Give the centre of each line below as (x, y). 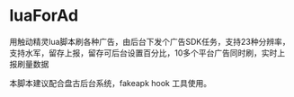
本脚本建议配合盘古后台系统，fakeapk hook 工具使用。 (111, 83)
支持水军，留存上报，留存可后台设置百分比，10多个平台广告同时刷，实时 (143, 53)
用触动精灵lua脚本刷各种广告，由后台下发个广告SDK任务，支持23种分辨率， (150, 41)
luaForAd (44, 16)
